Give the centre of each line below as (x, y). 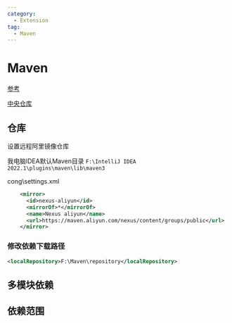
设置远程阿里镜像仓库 (38, 146)
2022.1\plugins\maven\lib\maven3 (56, 168)
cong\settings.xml (33, 181)
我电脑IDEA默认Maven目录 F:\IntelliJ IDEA (72, 161)
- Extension (31, 20)
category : (22, 14)
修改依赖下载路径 (36, 246)
